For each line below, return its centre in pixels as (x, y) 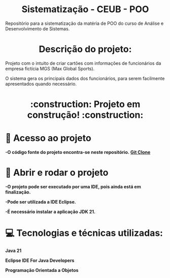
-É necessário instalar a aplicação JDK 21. (50, 212)
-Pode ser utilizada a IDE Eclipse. (41, 202)
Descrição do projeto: (85, 49)
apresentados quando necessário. (41, 84)
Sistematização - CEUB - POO (85, 9)
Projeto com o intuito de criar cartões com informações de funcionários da (83, 63)
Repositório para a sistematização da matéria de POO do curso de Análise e (84, 23)
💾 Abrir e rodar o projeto (57, 173)
